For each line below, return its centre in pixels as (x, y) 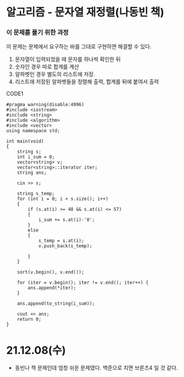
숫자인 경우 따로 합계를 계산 (47, 67)
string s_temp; (36, 194)
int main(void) (25, 141)
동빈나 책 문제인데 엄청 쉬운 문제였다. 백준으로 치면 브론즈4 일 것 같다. (96, 368)
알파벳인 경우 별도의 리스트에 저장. (55, 74)
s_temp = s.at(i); (61, 241)
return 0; (29, 320)
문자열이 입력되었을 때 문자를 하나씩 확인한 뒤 (68, 59)
